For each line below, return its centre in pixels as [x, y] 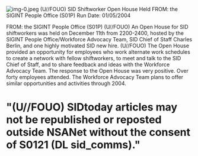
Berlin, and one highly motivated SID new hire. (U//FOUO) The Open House [98, 45]
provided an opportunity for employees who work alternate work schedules [98, 52]
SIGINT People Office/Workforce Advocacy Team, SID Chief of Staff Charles [99, 39]
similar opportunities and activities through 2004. [66, 83]
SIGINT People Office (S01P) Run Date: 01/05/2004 [68, 15]
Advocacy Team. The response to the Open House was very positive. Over [97, 71]
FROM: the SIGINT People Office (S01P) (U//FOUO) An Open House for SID [97, 27]
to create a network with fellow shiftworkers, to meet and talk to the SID [94, 58]
